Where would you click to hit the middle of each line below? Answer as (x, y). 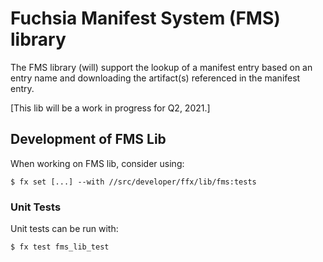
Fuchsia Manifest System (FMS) (145, 18)
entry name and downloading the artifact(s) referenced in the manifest (155, 78)
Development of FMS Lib (88, 139)
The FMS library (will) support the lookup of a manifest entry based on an (161, 67)
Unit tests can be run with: (64, 229)
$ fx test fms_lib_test (60, 247)
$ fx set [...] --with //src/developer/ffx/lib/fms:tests (133, 182)
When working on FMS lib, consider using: (97, 163)
